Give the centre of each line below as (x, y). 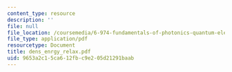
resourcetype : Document (41, 45)
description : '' (30, 20)
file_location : (29, 33)
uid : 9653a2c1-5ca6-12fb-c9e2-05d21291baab (71, 58)
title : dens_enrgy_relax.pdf (49, 52)
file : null (23, 26)
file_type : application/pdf (48, 39)
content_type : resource (41, 13)
